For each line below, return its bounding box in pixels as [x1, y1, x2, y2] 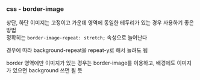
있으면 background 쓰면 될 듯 [12, 67, 83, 74]
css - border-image [6, 5, 64, 13]
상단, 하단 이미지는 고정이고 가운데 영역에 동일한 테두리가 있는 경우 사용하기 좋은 [6, 19, 195, 26]
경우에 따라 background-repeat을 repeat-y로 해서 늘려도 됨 [6, 47, 148, 54]
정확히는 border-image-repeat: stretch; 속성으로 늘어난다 [6, 34, 148, 41]
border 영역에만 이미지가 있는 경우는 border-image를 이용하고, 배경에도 [6, 59, 176, 67]
